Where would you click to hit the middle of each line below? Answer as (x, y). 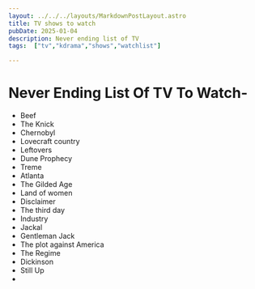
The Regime (40, 253)
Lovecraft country (50, 142)
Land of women (46, 193)
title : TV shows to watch (52, 23)
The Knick (37, 124)
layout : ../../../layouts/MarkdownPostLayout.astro (97, 16)
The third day (42, 210)
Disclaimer (38, 202)
